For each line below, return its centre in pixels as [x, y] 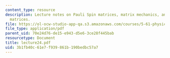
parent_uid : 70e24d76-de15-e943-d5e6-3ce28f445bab [60, 33]
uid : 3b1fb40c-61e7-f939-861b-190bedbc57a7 [52, 47]
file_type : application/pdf [35, 29]
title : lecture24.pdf [28, 43]
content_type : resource [30, 10]
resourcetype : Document [30, 38]
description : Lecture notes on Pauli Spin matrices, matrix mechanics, [82, 15]
